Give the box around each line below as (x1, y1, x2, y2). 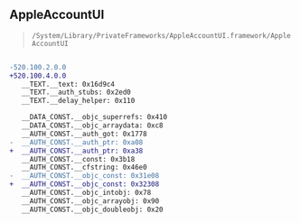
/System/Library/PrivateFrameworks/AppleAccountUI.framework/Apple (31, 31, 291, 40)
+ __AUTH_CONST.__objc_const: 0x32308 (9, 180, 160, 189)
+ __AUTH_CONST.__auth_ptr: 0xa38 (9, 146, 144, 155)
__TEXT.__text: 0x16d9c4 (21, 79, 116, 88)
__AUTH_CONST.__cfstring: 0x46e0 (21, 163, 147, 172)
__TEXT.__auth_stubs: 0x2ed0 (21, 88, 131, 98)
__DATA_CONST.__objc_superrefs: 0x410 (21, 113, 168, 122)
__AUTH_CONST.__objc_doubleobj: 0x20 (21, 205, 164, 214)
